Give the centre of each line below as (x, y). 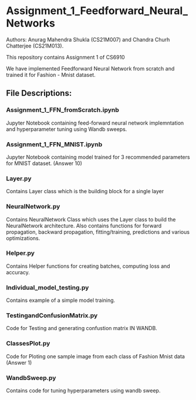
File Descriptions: (39, 93)
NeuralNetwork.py (33, 207)
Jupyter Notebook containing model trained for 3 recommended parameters (98, 157)
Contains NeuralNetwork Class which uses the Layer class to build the (91, 219)
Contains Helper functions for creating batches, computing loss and (88, 266)
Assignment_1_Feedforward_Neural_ (97, 11)
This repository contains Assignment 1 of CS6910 (65, 57)
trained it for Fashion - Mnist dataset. (51, 75)
